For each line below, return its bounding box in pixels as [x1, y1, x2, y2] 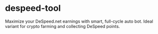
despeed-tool [5, 3, 61, 14]
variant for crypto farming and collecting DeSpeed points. [5, 23, 120, 29]
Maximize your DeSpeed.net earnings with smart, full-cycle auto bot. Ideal [5, 18, 154, 24]
